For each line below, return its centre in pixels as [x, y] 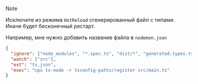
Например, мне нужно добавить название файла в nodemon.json [86, 37]
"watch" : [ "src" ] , [34, 59]
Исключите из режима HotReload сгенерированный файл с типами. [90, 20]
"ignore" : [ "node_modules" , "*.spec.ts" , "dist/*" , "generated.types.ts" [103, 53]
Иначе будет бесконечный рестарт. [50, 26]
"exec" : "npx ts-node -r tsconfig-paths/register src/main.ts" [90, 70]
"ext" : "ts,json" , [34, 65]
